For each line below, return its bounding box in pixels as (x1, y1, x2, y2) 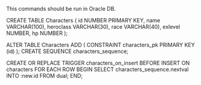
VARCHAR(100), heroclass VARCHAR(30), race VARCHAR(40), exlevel (6, 24, 180, 30)
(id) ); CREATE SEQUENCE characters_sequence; (6, 48, 129, 55)
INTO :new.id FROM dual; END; (6, 72, 83, 79)
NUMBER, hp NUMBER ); (6, 30, 68, 37)
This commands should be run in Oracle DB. (6, 5, 116, 12)
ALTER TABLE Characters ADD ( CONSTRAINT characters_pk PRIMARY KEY (6, 42, 195, 48)
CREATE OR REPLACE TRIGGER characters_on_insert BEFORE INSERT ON (6, 60, 190, 66)
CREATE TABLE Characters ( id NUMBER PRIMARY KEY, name (6, 17, 161, 24)
